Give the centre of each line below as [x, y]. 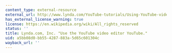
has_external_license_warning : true [44, 19]
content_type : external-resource [41, 10]
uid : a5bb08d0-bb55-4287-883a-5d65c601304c [52, 38]
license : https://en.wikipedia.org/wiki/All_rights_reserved [72, 24]
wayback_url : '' [23, 43]
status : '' [17, 29]
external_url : [20, 15]
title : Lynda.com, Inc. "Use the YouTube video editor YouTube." [76, 33]
